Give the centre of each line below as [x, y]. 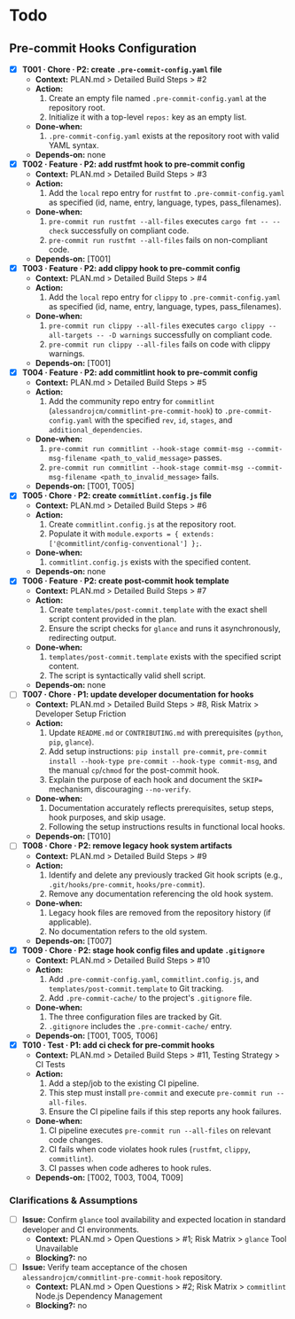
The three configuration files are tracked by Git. [135, 1017]
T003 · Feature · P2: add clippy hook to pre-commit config [131, 269]
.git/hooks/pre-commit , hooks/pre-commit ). [127, 884]
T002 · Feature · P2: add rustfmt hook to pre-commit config [133, 164]
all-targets [70, 336]
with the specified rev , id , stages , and [163, 420]
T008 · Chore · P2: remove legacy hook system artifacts [127, 846]
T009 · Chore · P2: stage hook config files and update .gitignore [144, 950]
